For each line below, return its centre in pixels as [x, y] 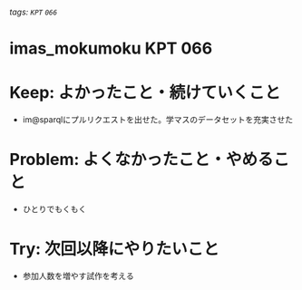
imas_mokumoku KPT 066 [111, 48]
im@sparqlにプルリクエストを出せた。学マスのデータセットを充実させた [157, 119]
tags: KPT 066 [33, 12]
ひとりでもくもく [54, 208]
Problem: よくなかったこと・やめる [141, 159]
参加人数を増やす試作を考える [78, 275]
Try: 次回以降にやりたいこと [114, 249]
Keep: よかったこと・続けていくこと [145, 92]
